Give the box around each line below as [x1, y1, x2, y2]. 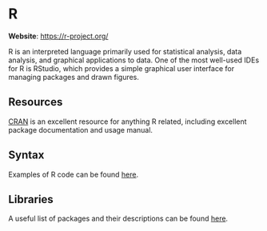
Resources [8, 95, 63, 109]
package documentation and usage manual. [8, 125, 153, 134]
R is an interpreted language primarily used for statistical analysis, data [8, 46, 242, 56]
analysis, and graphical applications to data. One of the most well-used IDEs [8, 55, 260, 65]
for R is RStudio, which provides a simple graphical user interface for [8, 63, 234, 73]
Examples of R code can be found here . [8, 169, 138, 179]
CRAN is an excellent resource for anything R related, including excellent [8, 117, 247, 126]
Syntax [8, 149, 45, 162]
